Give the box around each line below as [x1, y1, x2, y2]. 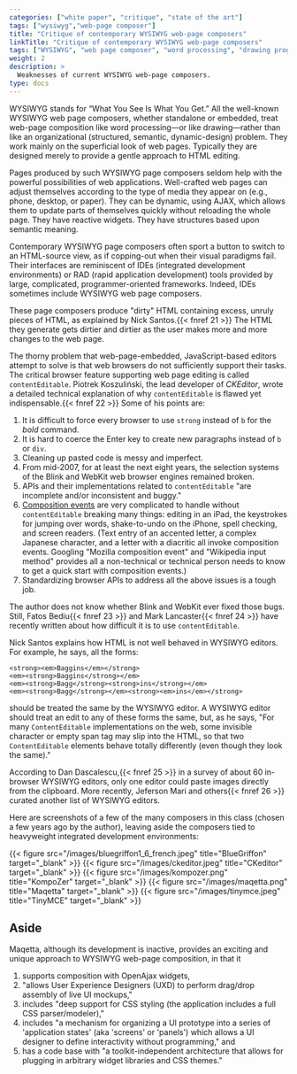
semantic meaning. [9, 223, 79, 235]
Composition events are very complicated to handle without [21, 499, 240, 510]
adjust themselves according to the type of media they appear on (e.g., [9, 186, 268, 197]
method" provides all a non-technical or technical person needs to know [21, 555, 286, 567]
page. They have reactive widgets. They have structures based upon [9, 214, 260, 225]
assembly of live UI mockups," [21, 989, 133, 1001]
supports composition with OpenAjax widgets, [21, 970, 191, 981]
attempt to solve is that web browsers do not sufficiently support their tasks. [9, 359, 287, 370]
